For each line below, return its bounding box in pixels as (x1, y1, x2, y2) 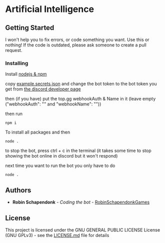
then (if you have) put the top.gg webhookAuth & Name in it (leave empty (5, 96, 156, 102)
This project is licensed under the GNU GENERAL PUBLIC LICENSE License (5, 226, 160, 233)
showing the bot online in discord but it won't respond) (5, 153, 118, 159)
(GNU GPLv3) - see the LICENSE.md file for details (5, 232, 109, 238)
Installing (5, 59, 28, 66)
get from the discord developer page (5, 86, 81, 92)
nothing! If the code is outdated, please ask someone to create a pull (5, 42, 146, 48)
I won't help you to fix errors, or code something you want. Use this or (5, 36, 149, 42)
